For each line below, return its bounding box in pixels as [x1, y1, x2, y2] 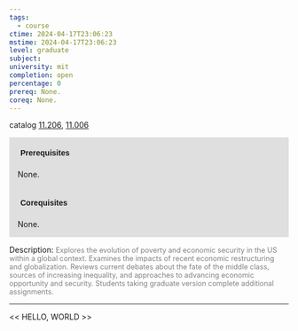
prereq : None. [9, 87, 62, 96]
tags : [9, 12, 29, 22]
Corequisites [20, 198, 68, 209]
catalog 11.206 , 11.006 [9, 120, 90, 130]
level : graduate [9, 46, 69, 55]
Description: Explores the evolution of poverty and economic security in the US [9, 245, 278, 256]
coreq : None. [9, 95, 58, 105]
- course [17, 21, 50, 30]
